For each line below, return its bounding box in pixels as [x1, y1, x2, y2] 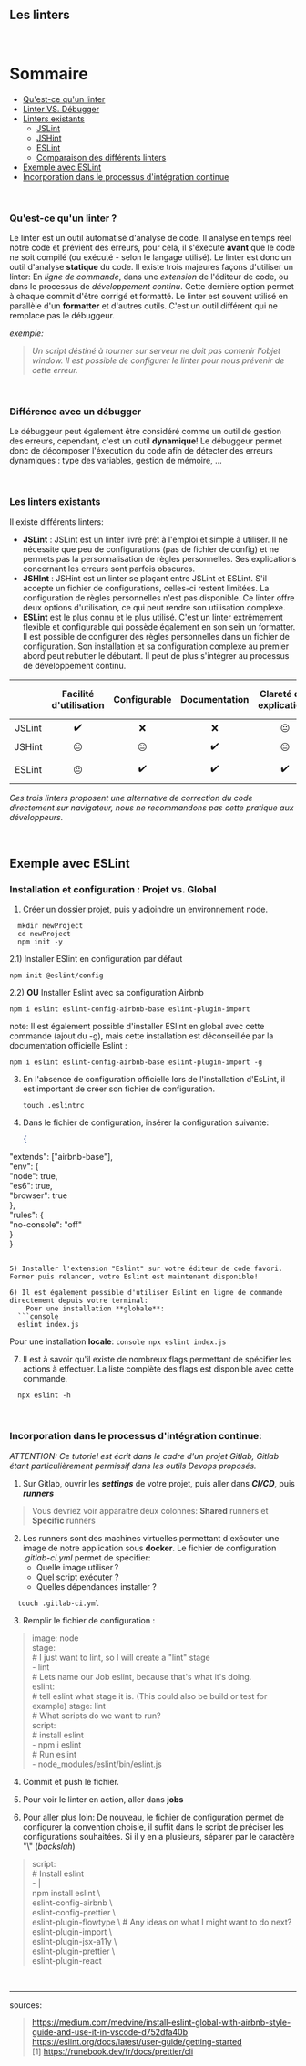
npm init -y [17, 937, 64, 947]
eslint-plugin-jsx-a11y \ [31, 1936, 117, 1946]
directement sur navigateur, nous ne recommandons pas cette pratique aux [9, 802, 294, 813]
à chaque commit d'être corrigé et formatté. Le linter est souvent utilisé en [9, 291, 289, 302]
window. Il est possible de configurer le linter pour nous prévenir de [31, 355, 285, 366]
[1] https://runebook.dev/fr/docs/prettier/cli [31, 2046, 194, 2057]
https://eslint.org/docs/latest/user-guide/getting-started [31, 2036, 243, 2047]
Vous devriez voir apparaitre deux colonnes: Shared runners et [31, 1505, 269, 1516]
